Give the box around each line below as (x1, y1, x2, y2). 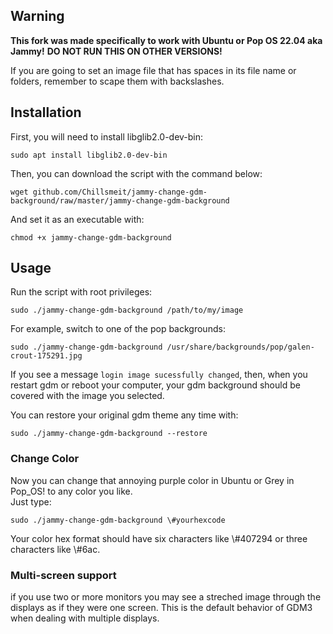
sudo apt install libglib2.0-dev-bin (10, 150, 168, 160)
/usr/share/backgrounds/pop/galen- (166, 342, 315, 353)
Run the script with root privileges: (10, 286, 153, 298)
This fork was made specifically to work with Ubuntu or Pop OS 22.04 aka (10, 34, 323, 46)
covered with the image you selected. (10, 390, 165, 402)
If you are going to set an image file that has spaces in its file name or (10, 64, 297, 76)
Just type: (10, 495, 52, 508)
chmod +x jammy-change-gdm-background (10, 232, 172, 243)
